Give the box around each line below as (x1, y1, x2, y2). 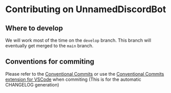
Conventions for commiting (5, 57, 94, 66)
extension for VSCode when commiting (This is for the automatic (5, 76, 141, 82)
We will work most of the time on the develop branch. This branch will (5, 37, 152, 43)
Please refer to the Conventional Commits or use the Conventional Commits (5, 71, 164, 77)
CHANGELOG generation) (5, 81, 60, 87)
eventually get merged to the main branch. (5, 43, 93, 49)
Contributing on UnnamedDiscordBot (5, 4, 166, 15)
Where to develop (5, 24, 63, 33)
